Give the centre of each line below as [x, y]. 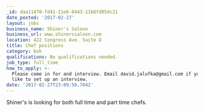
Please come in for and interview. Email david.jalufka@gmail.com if [101, 74]
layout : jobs [23, 23]
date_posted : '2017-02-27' [40, 18]
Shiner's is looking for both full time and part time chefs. [76, 102]
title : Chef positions [35, 46]
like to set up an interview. [50, 79]
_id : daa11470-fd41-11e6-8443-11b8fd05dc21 [62, 12]
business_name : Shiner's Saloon [47, 29]
